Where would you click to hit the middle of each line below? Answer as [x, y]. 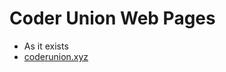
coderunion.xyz [56, 56]
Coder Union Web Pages [112, 18]
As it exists [46, 46]
